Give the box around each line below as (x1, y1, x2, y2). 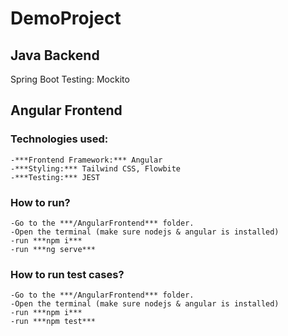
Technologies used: (10, 132, 109, 146)
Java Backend (10, 47, 100, 64)
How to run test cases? (10, 267, 125, 281)
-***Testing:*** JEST (10, 172, 101, 182)
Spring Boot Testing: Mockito (10, 73, 130, 85)
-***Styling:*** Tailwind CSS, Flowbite (10, 163, 182, 174)
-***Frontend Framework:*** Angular (10, 155, 163, 165)
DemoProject (10, 7, 122, 30)
